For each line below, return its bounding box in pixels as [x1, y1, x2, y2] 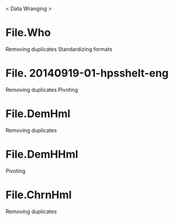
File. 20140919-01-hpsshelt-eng [5, 67, 169, 80]
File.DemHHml [5, 148, 78, 161]
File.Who [5, 26, 51, 39]
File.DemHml [5, 107, 71, 121]
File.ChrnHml [5, 188, 72, 201]
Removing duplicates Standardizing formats [5, 45, 113, 52]
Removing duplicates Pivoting [5, 86, 78, 93]
